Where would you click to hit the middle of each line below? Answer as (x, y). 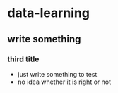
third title (23, 59)
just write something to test (57, 74)
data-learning (49, 13)
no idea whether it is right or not (64, 82)
